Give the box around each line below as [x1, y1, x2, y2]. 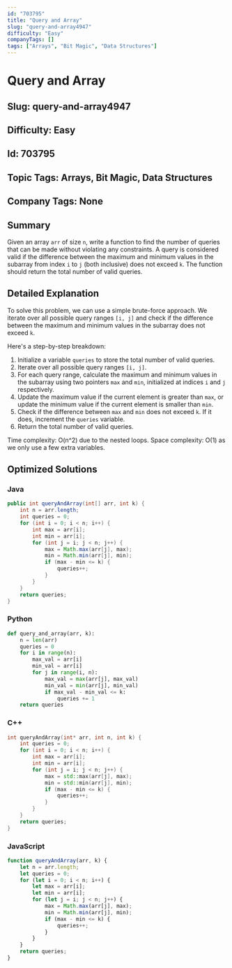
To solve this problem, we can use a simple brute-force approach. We [7, 306, 208, 314]
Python [7, 614, 33, 624]
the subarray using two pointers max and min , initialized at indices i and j [17, 378, 226, 386]
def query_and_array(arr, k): [7, 630, 95, 637]
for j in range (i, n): [32, 669, 98, 676]
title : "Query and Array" [7, 17, 82, 24]
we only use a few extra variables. [7, 443, 106, 451]
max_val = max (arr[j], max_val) [44, 675, 139, 682]
